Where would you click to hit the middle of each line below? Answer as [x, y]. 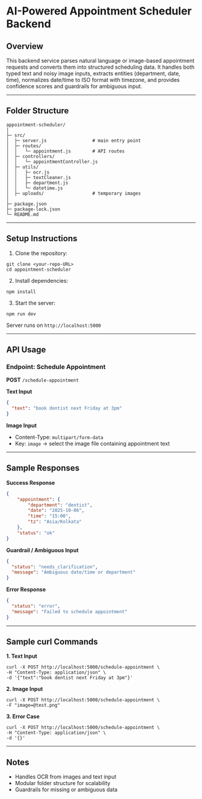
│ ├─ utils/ [23, 167]
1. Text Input [22, 656]
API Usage [26, 350]
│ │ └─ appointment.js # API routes [66, 151]
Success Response [31, 482]
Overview [25, 46]
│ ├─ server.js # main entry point [74, 141]
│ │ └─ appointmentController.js [52, 162]
